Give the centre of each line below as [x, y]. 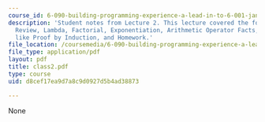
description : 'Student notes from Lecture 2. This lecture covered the [128, 23]
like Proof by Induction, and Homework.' [84, 37]
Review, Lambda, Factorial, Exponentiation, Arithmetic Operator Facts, [137, 30]
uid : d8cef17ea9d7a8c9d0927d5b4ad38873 [74, 81]
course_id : [26, 15]
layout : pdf [28, 60]
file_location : [33, 45]
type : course [30, 74]
